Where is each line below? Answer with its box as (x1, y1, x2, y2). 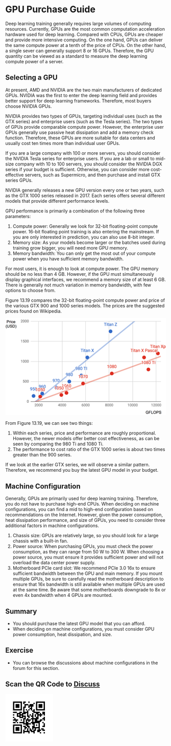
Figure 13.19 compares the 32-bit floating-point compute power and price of (5, 297, 165, 303)
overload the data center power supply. (12, 560, 96, 566)
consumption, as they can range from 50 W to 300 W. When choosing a (12, 549, 164, 555)
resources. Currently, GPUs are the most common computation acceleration (5, 26, 165, 32)
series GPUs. (5, 177, 33, 183)
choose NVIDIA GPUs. (5, 103, 52, 109)
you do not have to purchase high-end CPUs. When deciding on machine (5, 501, 159, 507)
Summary (5, 607, 37, 616)
